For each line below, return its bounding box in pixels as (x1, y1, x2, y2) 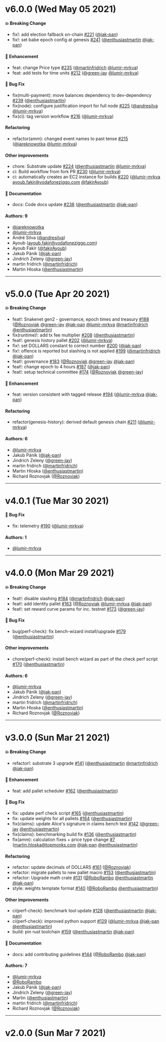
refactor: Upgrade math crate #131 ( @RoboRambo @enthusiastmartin (12, 875, 154, 881)
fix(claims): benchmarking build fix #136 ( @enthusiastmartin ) (12, 832, 137, 837)
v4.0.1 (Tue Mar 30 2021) (5, 495, 109, 506)
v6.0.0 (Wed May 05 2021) (5, 3, 117, 15)
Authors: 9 (5, 213, 28, 219)
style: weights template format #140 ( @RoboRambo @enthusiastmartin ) (12, 885, 159, 892)
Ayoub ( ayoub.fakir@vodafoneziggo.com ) (12, 240, 97, 246)
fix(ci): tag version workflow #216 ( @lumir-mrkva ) (12, 113, 114, 119)
